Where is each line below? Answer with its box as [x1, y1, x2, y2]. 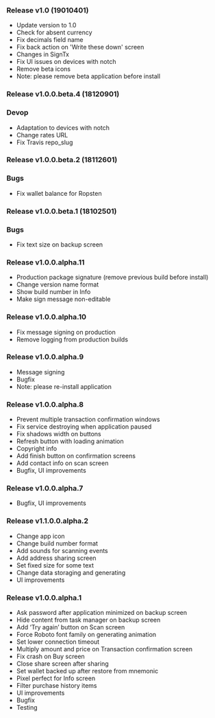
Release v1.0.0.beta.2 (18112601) [6, 155, 118, 165]
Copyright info [16, 445, 58, 453]
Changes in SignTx [16, 50, 70, 58]
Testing [16, 704, 38, 712]
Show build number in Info [16, 288, 91, 296]
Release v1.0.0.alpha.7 [6, 484, 84, 493]
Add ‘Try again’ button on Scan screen [16, 623, 125, 631]
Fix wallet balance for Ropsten [16, 189, 102, 197]
